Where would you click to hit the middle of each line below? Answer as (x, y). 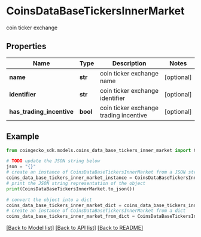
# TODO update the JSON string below (53, 161)
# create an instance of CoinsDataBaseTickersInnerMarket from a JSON (96, 172)
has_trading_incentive (41, 111)
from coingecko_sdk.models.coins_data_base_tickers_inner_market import (99, 150)
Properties (26, 46)
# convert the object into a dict (49, 200)
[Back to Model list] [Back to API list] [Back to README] (75, 228)
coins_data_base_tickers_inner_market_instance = (69, 178)
